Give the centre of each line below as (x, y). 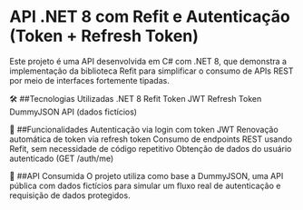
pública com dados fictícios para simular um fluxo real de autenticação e (145, 185)
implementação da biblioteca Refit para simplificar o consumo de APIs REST (151, 71)
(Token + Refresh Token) (104, 36)
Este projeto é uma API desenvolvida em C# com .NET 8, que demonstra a (148, 61)
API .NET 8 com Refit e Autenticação (150, 17)
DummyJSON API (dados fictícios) (73, 112)
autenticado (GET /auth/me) (62, 158)
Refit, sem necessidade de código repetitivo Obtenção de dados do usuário (151, 148)
